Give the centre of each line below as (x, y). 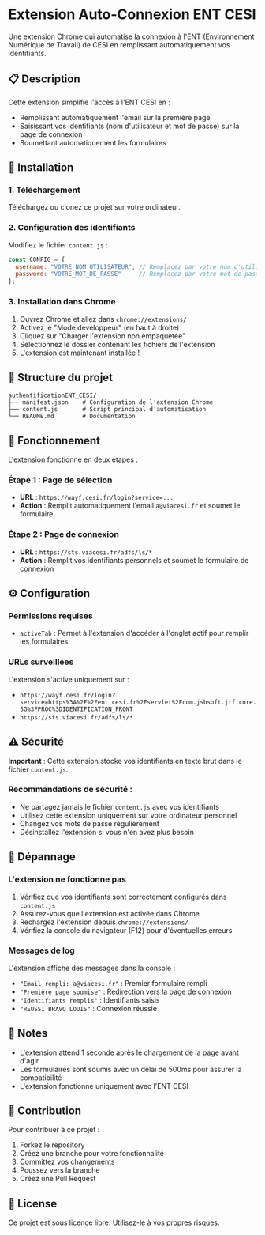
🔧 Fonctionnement (54, 440)
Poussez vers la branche (60, 1170)
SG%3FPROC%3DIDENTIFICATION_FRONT (76, 709)
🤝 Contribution (45, 1111)
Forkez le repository (52, 1145)
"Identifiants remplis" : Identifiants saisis (90, 1000)
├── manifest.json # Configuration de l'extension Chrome (111, 402)
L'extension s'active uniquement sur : (69, 679)
